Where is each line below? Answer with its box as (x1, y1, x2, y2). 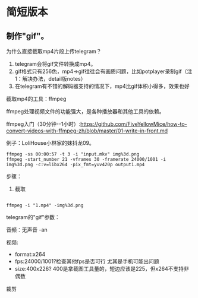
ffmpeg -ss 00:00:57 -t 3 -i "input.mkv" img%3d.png (6, 151, 140, 157)
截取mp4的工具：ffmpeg (6, 96, 67, 102)
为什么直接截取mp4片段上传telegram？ (6, 48, 102, 55)
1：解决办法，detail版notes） (14, 75, 86, 82)
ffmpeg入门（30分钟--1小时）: (6, 121, 81, 128)
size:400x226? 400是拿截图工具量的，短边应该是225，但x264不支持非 (14, 265, 189, 272)
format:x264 (14, 251, 46, 258)
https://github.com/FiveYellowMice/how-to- (80, 121, 187, 128)
